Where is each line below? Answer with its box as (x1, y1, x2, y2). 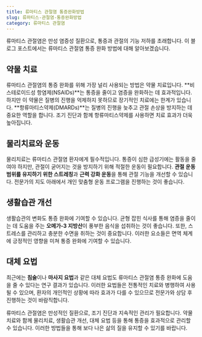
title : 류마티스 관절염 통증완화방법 (6, 8, 84, 15)
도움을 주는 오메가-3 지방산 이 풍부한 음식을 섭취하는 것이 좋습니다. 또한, (19, 222, 187, 229)
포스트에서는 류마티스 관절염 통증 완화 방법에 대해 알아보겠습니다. (17, 45, 171, 52)
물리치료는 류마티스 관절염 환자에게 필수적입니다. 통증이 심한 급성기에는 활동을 (6, 156, 190, 163)
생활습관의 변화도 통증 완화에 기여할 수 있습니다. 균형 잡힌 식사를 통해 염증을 (6, 215, 185, 222)
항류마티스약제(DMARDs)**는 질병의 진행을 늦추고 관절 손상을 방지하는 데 (19, 104, 193, 112)
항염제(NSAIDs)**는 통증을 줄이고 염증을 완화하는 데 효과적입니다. (37, 89, 192, 96)
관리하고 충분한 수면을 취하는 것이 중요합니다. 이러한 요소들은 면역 (27, 230, 182, 237)
